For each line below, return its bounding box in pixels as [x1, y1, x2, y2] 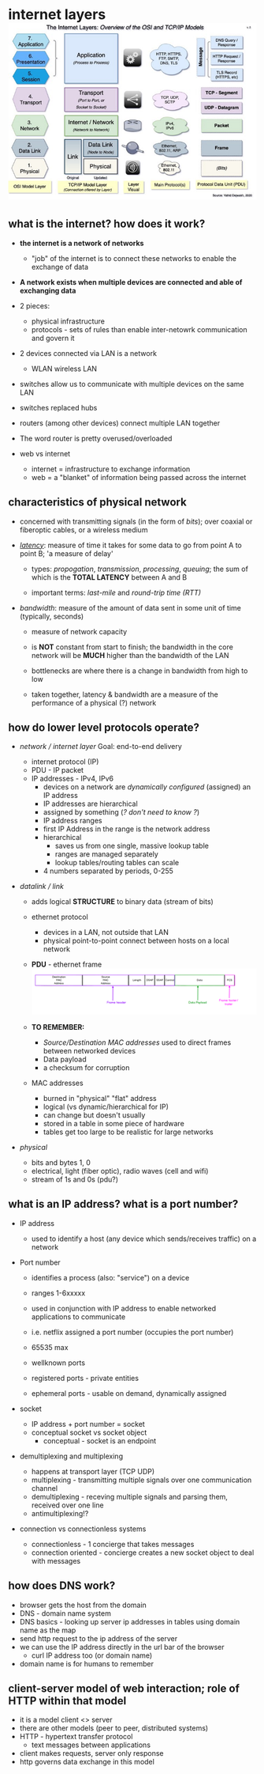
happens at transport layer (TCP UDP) [31, 1466, 155, 1476]
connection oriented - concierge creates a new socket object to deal [31, 1548, 255, 1557]
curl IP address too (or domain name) [31, 1651, 153, 1660]
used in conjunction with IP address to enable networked [31, 1303, 217, 1313]
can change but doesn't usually [43, 1110, 146, 1120]
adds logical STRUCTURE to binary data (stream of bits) [31, 897, 214, 906]
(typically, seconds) [19, 611, 84, 621]
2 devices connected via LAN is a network [19, 348, 158, 357]
